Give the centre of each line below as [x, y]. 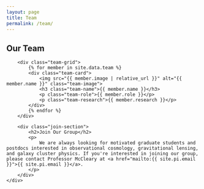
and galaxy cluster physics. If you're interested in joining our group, [103, 154]
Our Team [25, 48]
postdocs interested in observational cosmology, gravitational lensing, [103, 148]
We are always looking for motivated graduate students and [117, 143]
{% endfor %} [45, 111]
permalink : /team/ [30, 23]
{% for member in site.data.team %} [75, 68]
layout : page [23, 12]
